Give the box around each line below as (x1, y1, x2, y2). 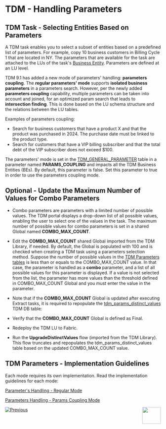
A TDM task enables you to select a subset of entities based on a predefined (5, 44, 161, 50)
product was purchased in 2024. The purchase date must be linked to (12, 131, 155, 137)
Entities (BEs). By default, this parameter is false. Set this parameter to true (5, 167, 158, 173)
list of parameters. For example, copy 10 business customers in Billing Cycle (5, 50, 160, 55)
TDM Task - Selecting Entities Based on (5, 23, 129, 32)
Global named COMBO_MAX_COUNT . (12, 228, 90, 234)
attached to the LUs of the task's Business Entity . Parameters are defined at (5, 60, 160, 65)
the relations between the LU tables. (5, 107, 79, 112)
